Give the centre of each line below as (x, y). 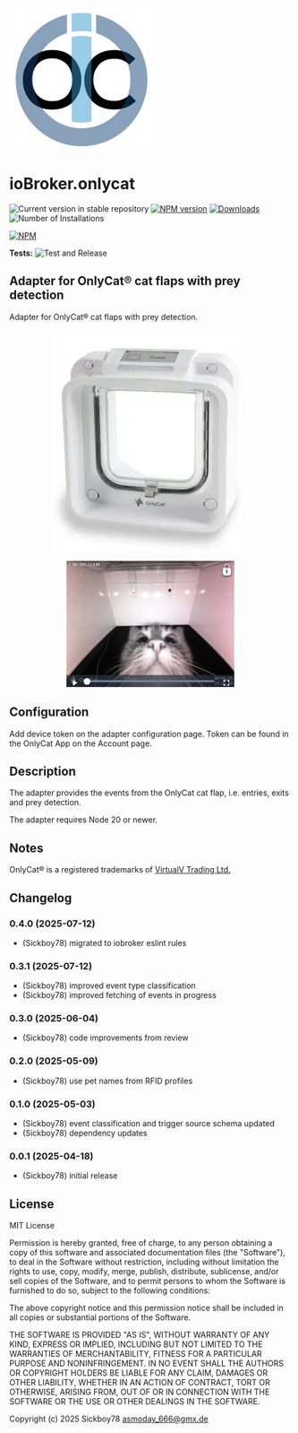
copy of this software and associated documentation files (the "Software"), (148, 1253)
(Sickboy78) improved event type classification (109, 986)
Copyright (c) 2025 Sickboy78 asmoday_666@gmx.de (109, 1419)
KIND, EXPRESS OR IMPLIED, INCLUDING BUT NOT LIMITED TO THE (136, 1344)
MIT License (32, 1226)
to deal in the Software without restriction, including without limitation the (144, 1262)
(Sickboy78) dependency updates (85, 1133)
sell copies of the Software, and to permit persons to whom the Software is (148, 1281)
